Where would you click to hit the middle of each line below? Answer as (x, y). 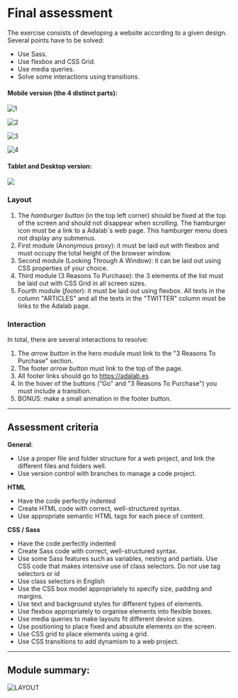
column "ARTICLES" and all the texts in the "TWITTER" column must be (121, 298)
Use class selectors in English (61, 581)
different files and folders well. (62, 465)
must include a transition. (55, 391)
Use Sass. (32, 54)
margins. (30, 596)
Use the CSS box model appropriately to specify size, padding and (115, 588)
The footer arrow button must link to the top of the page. (100, 368)
